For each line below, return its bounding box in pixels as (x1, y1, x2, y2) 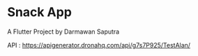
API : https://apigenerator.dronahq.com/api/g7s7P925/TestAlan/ (7, 41, 190, 49)
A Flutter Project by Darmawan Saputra (7, 27, 120, 36)
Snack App (7, 4, 72, 20)
